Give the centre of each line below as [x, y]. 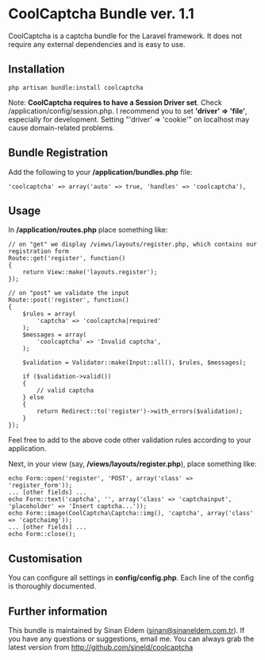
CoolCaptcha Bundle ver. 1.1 [101, 14]
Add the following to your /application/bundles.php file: [100, 172]
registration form [38, 251]
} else [33, 398]
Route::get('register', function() [67, 258]
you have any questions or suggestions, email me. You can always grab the [131, 639]
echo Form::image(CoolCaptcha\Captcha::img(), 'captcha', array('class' [131, 514]
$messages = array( [55, 335]
